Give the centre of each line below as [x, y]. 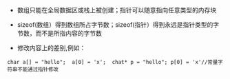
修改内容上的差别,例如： [51, 48]
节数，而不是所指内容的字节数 [59, 33]
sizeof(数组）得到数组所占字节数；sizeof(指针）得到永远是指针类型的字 [118, 25]
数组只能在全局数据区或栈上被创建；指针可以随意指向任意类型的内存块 [117, 10]
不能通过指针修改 [38, 69]
